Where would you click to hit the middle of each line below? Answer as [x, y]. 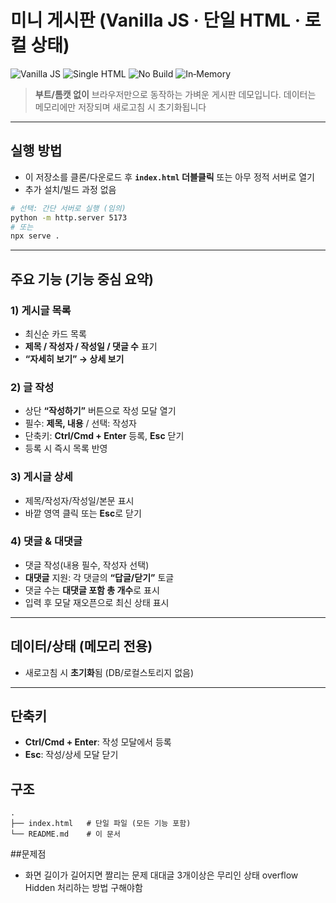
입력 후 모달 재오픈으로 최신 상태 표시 [97, 602]
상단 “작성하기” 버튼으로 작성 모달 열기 [100, 411]
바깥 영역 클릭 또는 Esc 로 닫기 [83, 513]
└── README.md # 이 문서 [65, 834]
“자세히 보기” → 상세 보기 [74, 358]
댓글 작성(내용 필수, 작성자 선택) [87, 565]
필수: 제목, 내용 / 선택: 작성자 [80, 423]
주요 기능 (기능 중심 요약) [82, 279]
